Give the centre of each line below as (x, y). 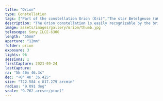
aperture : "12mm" (23, 41)
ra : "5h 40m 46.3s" (25, 73)
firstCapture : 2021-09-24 (31, 64)
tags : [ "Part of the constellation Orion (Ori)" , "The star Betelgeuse (78, 18)
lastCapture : (18, 68)
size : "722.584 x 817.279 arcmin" (40, 82)
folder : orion (19, 46)
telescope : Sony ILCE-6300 (32, 32)
